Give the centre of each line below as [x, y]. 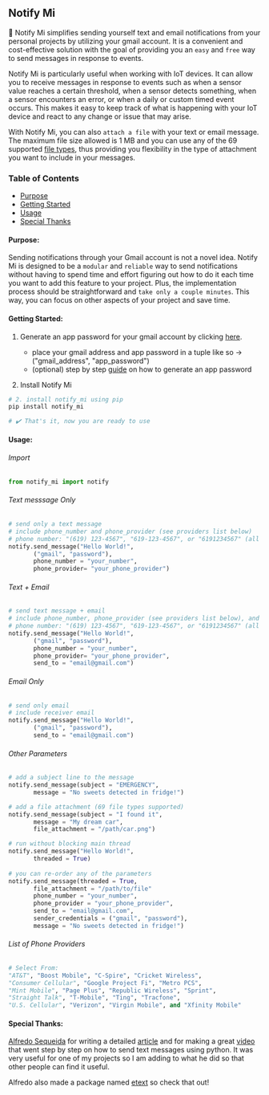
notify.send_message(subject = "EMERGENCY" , [84, 785]
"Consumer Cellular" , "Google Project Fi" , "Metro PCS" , [105, 983]
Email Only [26, 681]
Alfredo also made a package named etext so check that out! [109, 1082]
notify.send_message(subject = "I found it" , [85, 814]
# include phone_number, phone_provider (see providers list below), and [134, 619]
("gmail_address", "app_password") [90, 360]
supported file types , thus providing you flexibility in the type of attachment [132, 149]
